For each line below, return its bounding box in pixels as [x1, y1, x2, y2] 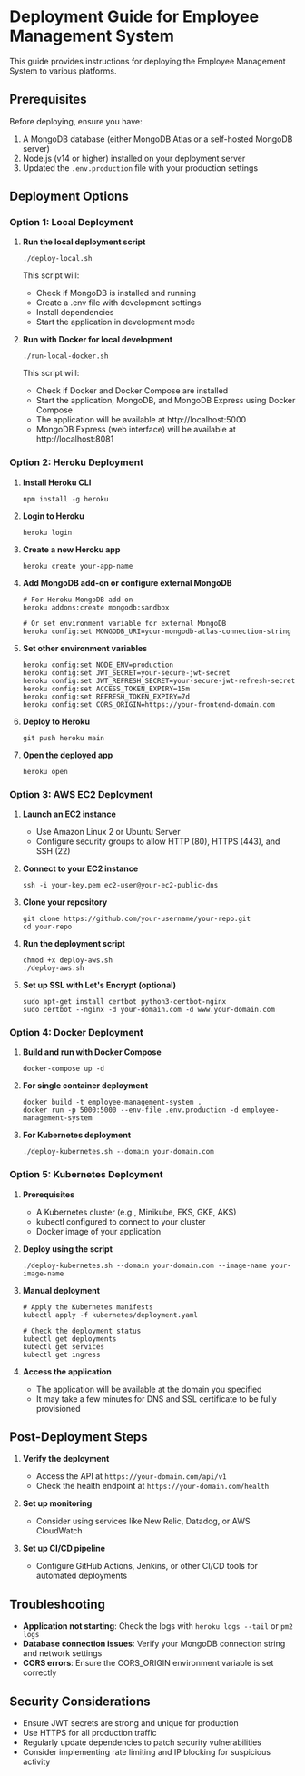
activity [22, 1756, 51, 1768]
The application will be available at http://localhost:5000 [35, 414, 247, 425]
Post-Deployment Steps [9, 1429, 148, 1445]
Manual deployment [22, 1285, 101, 1295]
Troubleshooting [9, 1596, 106, 1612]
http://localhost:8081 [35, 433, 114, 444]
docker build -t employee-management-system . [22, 1097, 202, 1107]
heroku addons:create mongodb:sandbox [22, 602, 170, 612]
